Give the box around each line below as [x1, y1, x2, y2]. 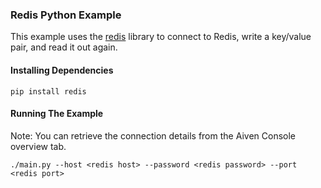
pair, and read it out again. [10, 41, 118, 53]
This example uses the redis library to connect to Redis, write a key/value [10, 31, 312, 43]
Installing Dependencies [10, 64, 114, 76]
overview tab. [10, 140, 67, 152]
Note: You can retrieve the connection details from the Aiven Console [10, 129, 296, 142]
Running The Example [10, 108, 104, 120]
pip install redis [10, 86, 87, 97]
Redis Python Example [10, 8, 122, 22]
